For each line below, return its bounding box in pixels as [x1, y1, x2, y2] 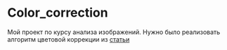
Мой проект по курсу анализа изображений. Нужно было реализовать [7, 28, 221, 36]
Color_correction [7, 5, 108, 21]
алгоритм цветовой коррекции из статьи [7, 35, 130, 43]
